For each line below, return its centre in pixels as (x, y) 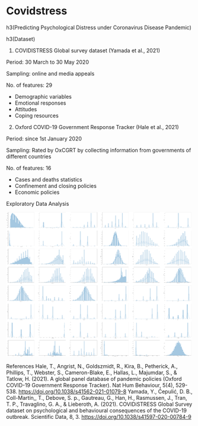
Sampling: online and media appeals (50, 73)
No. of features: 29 (29, 85)
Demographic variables (43, 96)
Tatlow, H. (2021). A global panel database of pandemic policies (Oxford (94, 379)
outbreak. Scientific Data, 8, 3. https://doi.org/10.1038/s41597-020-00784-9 (99, 417)
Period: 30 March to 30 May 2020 (47, 62)
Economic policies (37, 192)
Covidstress (37, 11)
